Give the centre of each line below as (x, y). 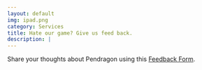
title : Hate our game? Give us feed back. (70, 33)
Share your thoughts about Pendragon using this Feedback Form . (101, 59)
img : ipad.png (28, 20)
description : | (29, 40)
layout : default (31, 14)
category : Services (36, 26)
